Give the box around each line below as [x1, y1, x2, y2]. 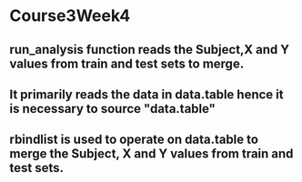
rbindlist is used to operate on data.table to [9, 132, 259, 147]
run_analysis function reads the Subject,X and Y [9, 42, 289, 57]
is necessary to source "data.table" [9, 101, 216, 116]
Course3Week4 [9, 5, 131, 26]
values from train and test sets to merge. [9, 56, 245, 71]
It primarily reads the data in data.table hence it [9, 86, 284, 102]
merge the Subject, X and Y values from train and [9, 147, 294, 162]
